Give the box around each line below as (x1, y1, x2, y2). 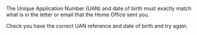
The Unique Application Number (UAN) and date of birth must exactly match (6, 5, 192, 12)
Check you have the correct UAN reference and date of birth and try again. (6, 23, 188, 29)
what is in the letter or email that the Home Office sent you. (6, 11, 149, 18)
